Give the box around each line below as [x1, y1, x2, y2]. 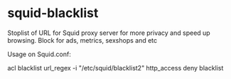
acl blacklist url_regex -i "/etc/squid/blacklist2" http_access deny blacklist [7, 63, 224, 72]
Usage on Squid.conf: [7, 50, 71, 58]
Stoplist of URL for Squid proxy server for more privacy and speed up [7, 28, 211, 37]
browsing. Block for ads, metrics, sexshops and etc [7, 36, 158, 44]
